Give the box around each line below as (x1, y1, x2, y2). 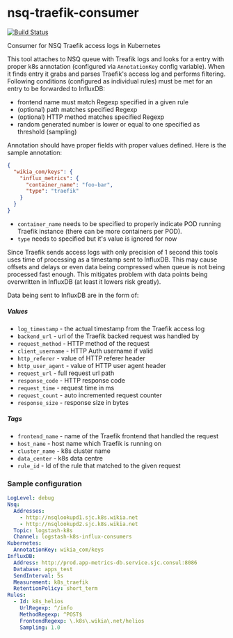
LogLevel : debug (7, 495, 54, 502)
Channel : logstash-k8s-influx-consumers (13, 534, 132, 541)
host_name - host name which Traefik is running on (17, 439, 162, 447)
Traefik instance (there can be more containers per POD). (17, 227, 182, 235)
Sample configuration (7, 479, 82, 488)
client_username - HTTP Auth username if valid (17, 346, 153, 355)
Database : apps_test (13, 566, 73, 573)
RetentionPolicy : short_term (13, 585, 98, 592)
